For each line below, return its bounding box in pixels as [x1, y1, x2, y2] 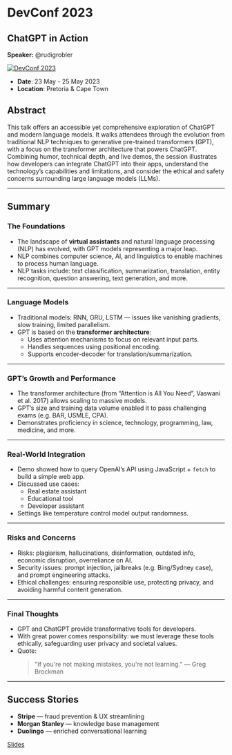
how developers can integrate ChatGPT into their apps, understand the [7, 159, 209, 168]
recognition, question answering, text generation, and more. [17, 274, 188, 282]
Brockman [34, 667, 64, 676]
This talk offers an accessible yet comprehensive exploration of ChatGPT [7, 123, 215, 131]
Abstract [7, 105, 46, 117]
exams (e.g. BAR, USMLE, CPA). [17, 411, 108, 420]
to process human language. [17, 259, 99, 267]
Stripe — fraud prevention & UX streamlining [17, 712, 145, 720]
